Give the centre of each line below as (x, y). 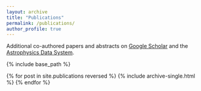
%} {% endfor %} (28, 83)
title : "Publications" (35, 18)
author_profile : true (34, 29)
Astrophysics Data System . (40, 53)
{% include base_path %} (38, 64)
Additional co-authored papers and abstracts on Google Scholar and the (97, 46)
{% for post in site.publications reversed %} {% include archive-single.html (101, 76)
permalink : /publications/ (41, 23)
